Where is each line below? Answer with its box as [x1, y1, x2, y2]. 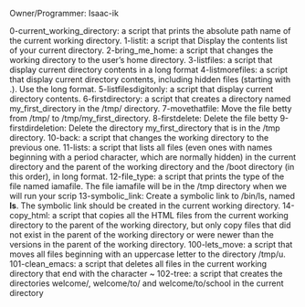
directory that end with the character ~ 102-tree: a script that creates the [9, 269, 283, 279]
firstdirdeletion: [9, 122, 67, 133]
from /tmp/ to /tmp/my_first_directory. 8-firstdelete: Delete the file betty [9, 113, 279, 123]
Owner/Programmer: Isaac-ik [9, 8, 119, 18]
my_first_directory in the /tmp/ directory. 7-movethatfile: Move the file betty [9, 103, 292, 113]
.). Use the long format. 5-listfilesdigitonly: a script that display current [9, 84, 274, 94]
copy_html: [9, 210, 50, 220]
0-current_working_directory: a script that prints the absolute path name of [9, 26, 291, 36]
